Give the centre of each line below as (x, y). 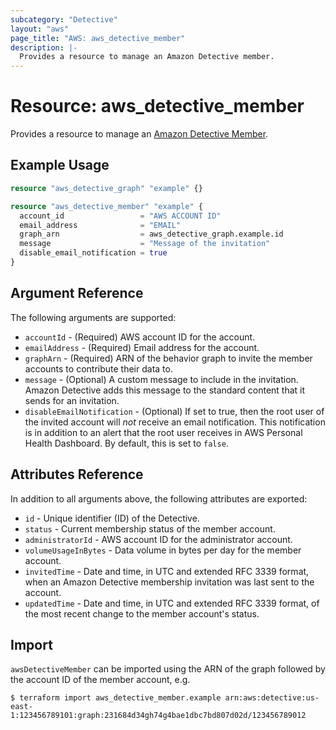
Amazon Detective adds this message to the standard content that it (165, 390)
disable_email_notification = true (93, 253)
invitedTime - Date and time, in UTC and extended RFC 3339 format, (167, 571)
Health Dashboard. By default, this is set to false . (126, 443)
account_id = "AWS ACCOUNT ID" (120, 216)
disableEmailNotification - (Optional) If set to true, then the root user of (174, 411)
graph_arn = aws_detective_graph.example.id (151, 234)
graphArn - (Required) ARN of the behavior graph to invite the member (168, 358)
